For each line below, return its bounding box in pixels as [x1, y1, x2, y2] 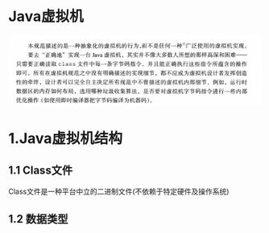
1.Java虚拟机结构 [8, 129, 123, 148]
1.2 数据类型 [8, 212, 68, 226]
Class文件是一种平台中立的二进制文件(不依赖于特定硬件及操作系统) [8, 186, 230, 196]
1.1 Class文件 [8, 164, 73, 178]
